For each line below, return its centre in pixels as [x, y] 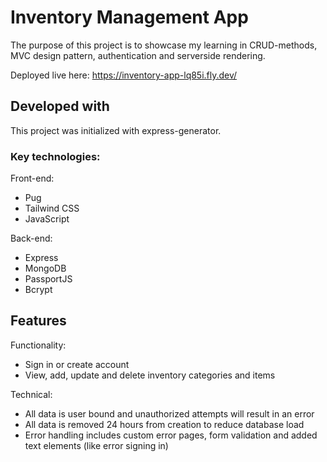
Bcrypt [38, 290]
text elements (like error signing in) [96, 445]
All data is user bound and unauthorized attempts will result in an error [169, 413]
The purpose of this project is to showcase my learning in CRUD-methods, [164, 45]
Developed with [60, 106]
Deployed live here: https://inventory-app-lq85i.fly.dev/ [124, 75]
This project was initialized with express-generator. [116, 130]
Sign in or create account [77, 364]
